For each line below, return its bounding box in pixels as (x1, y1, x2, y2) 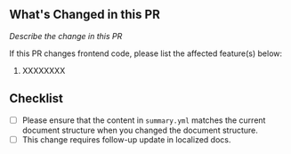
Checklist (9, 91, 64, 106)
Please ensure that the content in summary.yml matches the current (21, 115, 266, 126)
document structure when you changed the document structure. (21, 125, 258, 135)
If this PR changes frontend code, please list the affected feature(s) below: (9, 48, 283, 59)
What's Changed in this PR (9, 7, 160, 22)
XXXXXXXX (21, 65, 66, 76)
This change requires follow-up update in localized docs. (21, 134, 231, 145)
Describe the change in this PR (9, 30, 123, 41)
